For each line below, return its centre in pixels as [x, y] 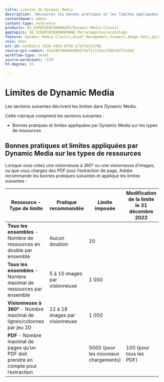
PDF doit [18, 354]
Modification [141, 193]
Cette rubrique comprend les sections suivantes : [54, 116]
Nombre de [20, 238]
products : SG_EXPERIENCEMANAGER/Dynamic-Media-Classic [62, 28]
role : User [16, 42]
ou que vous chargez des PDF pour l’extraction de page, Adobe [69, 170]
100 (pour [138, 347]
